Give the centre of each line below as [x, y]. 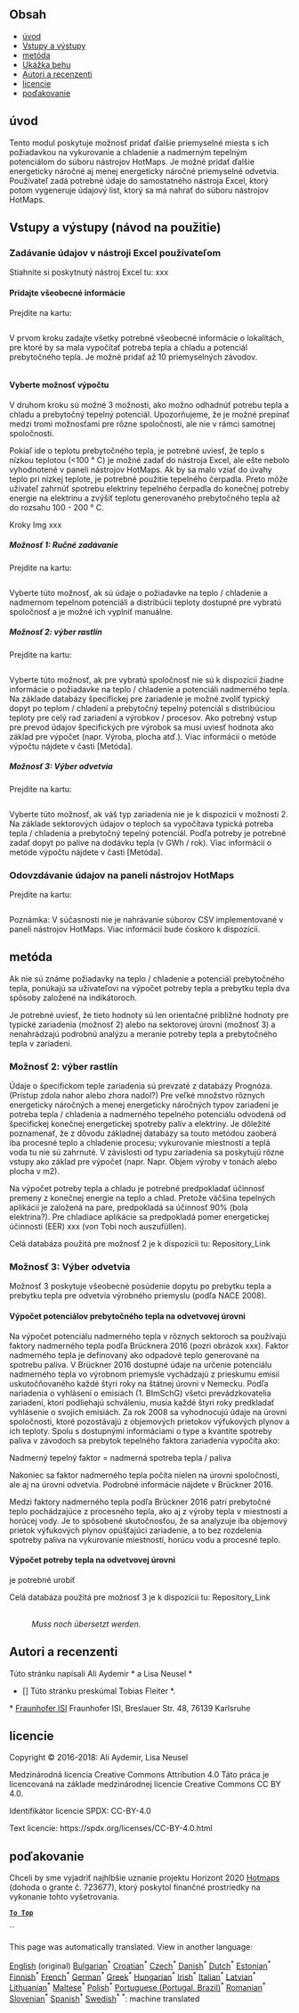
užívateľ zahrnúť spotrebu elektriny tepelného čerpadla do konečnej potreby [149, 488]
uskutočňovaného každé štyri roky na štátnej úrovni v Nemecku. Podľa [139, 1383]
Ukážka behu [46, 64]
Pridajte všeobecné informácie [68, 293]
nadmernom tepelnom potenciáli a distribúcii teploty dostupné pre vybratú [145, 602]
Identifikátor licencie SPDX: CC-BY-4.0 [80, 1811]
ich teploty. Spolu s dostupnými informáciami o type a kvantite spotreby [141, 1430]
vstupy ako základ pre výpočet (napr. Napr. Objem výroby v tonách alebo [143, 1162]
